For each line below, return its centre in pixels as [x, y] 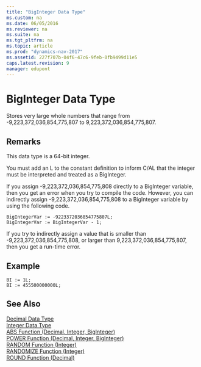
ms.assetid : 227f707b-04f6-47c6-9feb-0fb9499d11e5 [72, 57]
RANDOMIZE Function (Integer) [46, 351]
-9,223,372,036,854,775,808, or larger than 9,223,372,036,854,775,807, [97, 240]
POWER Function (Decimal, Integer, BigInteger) [65, 338]
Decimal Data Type [30, 319]
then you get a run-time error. [44, 247]
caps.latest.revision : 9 [38, 63]
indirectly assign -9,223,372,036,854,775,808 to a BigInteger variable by [97, 200]
